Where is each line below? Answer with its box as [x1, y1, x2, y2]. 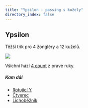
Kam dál [5, 74, 23, 80]
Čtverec [12, 92, 29, 98]
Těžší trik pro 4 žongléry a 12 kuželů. [5, 43, 81, 50]
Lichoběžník [12, 97, 38, 103]
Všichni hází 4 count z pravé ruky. [5, 63, 75, 69]
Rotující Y [12, 87, 32, 93]
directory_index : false [5, 12, 55, 17]
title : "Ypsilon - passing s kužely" [5, 7, 84, 12]
